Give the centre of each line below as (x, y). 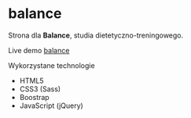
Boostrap (34, 97)
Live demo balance (39, 50)
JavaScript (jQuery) (51, 105)
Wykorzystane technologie (52, 65)
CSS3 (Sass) (40, 89)
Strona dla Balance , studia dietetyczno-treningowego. (96, 35)
